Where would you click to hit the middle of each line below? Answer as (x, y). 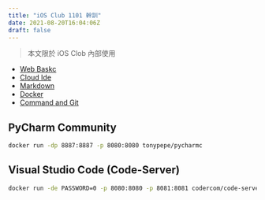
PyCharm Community (62, 127)
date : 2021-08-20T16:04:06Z (54, 23)
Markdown (37, 86)
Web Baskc (38, 69)
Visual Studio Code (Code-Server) (94, 170)
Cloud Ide (35, 78)
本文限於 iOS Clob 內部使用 (71, 54)
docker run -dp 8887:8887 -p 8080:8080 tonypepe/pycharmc (105, 146)
